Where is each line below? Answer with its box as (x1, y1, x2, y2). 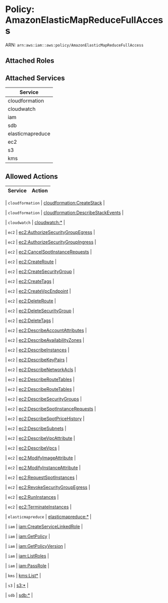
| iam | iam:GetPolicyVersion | (5, 543, 66, 549)
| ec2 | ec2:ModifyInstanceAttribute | (5, 464, 81, 470)
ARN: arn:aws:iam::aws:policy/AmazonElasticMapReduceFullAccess (5, 42, 144, 48)
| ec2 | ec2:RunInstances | (5, 494, 59, 500)
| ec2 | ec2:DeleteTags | (5, 317, 54, 324)
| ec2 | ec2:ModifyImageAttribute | (5, 455, 76, 461)
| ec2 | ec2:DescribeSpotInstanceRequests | (5, 406, 96, 412)
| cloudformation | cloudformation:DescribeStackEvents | (5, 209, 124, 216)
